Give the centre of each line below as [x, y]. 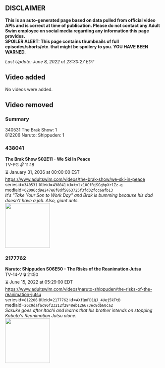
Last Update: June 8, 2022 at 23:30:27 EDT [50, 61]
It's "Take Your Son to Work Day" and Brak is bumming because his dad [79, 195]
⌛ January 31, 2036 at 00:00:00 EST [43, 172]
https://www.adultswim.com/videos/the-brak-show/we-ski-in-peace [75, 179]
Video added [25, 77]
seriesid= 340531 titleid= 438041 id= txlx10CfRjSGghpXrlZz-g [64, 184]
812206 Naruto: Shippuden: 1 [35, 135]
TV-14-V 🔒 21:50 [22, 274]
